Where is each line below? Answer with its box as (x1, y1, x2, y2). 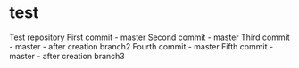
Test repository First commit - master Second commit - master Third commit (9, 32, 290, 42)
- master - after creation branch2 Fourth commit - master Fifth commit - (9, 41, 274, 51)
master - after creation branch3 (9, 50, 125, 61)
